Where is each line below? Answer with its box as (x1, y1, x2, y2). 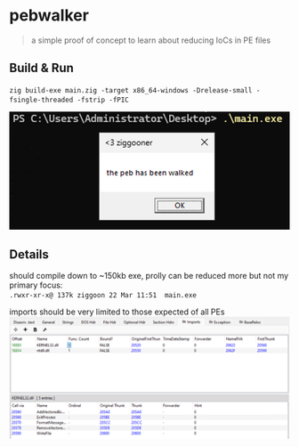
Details (9, 247, 49, 263)
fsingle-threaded (9, 95, 74, 104)
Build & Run (9, 61, 74, 76)
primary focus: (9, 280, 63, 290)
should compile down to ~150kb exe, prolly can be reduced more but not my (9, 271, 289, 281)
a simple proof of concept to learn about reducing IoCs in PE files (30, 35, 271, 45)
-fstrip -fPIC (77, 95, 129, 104)
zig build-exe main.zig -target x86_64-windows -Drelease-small (9, 85, 253, 94)
